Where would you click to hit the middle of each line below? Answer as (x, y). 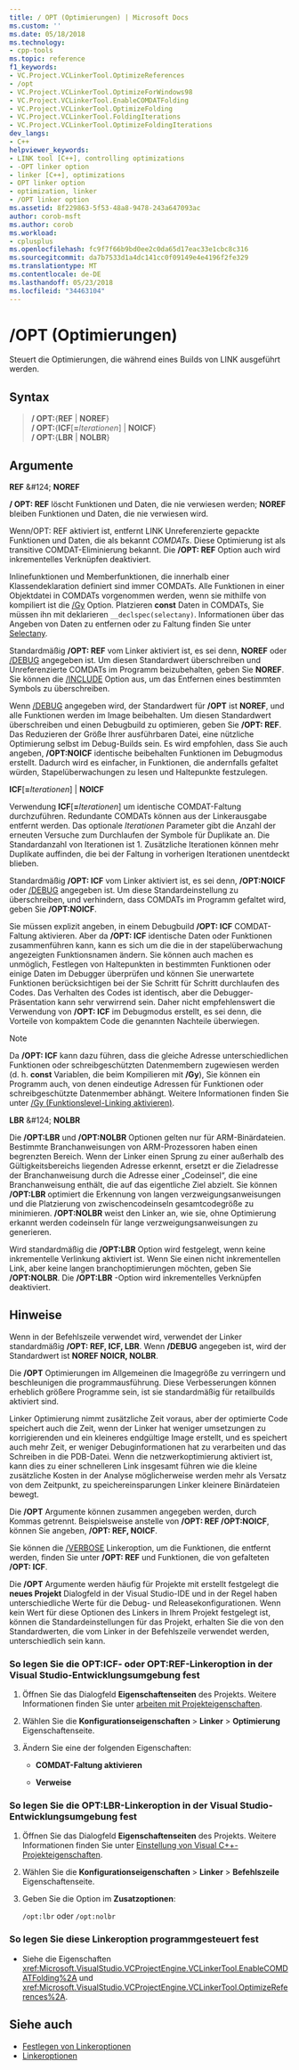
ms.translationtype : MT (53, 266)
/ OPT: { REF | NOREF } (70, 419)
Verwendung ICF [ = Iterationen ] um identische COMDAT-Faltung (125, 806)
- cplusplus (31, 241)
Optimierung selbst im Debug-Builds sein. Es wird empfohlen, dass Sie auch (149, 744)
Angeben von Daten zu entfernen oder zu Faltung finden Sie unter (130, 624)
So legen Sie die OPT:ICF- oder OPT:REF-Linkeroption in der (141, 1664)
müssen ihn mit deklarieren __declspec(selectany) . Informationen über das (147, 615)
